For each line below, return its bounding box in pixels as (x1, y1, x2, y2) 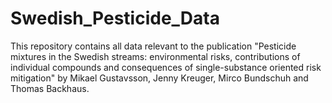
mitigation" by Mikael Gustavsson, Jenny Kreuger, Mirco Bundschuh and (10, 72, 309, 84)
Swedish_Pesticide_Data (10, 7, 220, 30)
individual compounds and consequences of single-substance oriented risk (10, 61, 322, 73)
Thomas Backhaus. (10, 82, 90, 94)
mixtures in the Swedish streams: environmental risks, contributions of (10, 50, 301, 62)
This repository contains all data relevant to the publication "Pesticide (10, 40, 297, 52)
